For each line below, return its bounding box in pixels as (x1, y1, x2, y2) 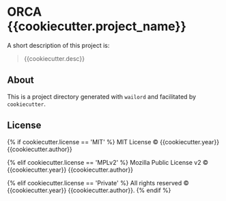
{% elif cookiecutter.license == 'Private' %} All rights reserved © (7, 178, 189, 187)
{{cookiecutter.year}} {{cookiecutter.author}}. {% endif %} (7, 186, 171, 194)
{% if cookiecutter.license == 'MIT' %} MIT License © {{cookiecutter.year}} (7, 137, 220, 146)
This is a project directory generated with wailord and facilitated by (7, 92, 197, 100)
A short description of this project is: (7, 41, 110, 49)
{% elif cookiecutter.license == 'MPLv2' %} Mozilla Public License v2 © (7, 158, 209, 166)
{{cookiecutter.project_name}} (7, 18, 186, 34)
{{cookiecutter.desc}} (23, 54, 85, 62)
